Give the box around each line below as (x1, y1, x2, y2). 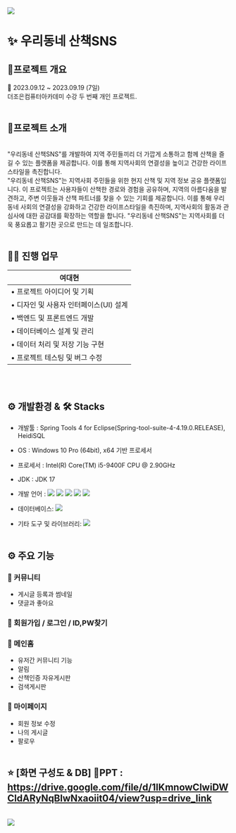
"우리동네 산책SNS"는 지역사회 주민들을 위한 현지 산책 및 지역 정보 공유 (7, 176, 202, 184)
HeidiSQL (17, 432, 46, 440)
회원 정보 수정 (17, 719, 56, 727)
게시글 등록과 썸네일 (17, 590, 73, 599)
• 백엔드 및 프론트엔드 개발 (11, 313, 94, 322)
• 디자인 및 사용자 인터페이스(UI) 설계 (11, 299, 128, 309)
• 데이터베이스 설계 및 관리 (11, 326, 94, 336)
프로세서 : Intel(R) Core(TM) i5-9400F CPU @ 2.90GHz (17, 461, 176, 470)
